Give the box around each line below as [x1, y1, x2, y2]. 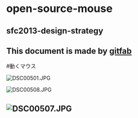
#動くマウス [6, 62, 36, 70]
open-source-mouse [6, 2, 113, 16]
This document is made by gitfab [6, 46, 132, 56]
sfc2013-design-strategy [6, 26, 104, 36]
